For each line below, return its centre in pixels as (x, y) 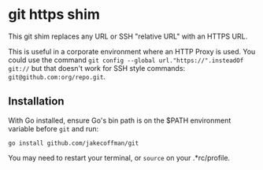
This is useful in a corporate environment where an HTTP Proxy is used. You (132, 51)
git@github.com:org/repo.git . (57, 76)
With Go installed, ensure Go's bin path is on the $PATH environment (120, 120)
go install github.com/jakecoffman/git (74, 143)
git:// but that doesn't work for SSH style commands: (97, 68)
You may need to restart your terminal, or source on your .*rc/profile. (119, 157)
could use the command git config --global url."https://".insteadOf (126, 60)
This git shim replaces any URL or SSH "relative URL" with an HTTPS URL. (128, 36)
